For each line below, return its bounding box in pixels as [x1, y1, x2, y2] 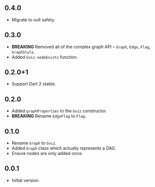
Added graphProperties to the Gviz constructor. [11, 108, 107, 114]
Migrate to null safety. [11, 17, 55, 22]
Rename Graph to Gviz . [11, 140, 57, 146]
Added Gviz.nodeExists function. [11, 54, 78, 60]
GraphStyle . [11, 49, 35, 55]
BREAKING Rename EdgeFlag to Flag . [11, 113, 86, 119]
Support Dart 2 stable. [11, 81, 56, 87]
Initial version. [11, 177, 40, 183]
